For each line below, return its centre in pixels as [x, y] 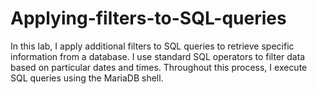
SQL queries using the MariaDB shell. [87, 78]
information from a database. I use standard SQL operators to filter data [158, 56]
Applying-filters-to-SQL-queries [148, 18]
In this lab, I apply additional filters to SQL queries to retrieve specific [152, 46]
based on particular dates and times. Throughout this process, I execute [159, 67]
